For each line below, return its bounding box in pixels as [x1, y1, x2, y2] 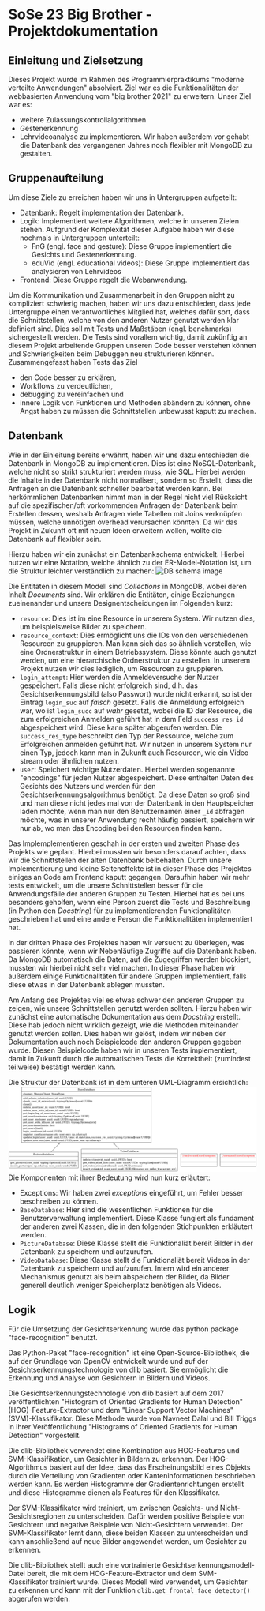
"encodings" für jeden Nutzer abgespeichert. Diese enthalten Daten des [19, 772, 254, 783]
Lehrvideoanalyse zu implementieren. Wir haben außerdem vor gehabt [19, 132, 250, 141]
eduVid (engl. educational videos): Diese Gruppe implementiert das [31, 258, 251, 268]
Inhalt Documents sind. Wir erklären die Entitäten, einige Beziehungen [8, 590, 235, 599]
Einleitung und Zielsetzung [8, 54, 144, 67]
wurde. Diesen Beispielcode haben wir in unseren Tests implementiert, [8, 1045, 237, 1055]
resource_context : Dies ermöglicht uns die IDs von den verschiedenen [19, 630, 248, 640]
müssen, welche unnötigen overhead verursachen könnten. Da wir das [8, 517, 238, 527]
